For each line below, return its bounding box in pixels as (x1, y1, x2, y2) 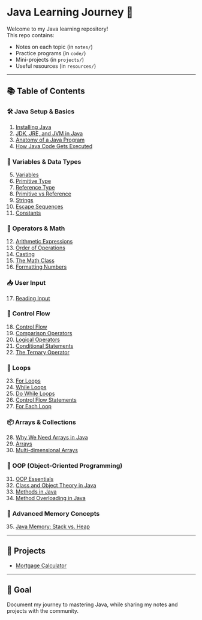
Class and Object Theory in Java (15, 481, 97, 489)
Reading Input (15, 294, 50, 302)
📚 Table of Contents (7, 86, 86, 97)
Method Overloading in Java (15, 494, 86, 501)
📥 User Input (7, 279, 46, 287)
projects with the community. (7, 607, 79, 614)
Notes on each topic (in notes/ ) (15, 43, 94, 50)
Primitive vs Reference (15, 190, 71, 197)
